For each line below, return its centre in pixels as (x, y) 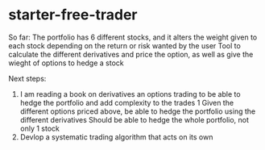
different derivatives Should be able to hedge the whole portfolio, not (135, 119)
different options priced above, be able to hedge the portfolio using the (138, 111)
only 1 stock (40, 128)
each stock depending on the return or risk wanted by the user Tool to (125, 45)
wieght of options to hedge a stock (66, 63)
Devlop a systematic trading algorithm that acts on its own (116, 137)
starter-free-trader (73, 15)
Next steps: (27, 78)
